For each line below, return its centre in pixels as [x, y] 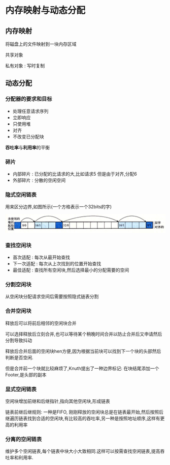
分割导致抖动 [19, 340]
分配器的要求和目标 [29, 99]
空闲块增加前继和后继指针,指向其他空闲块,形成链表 [58, 401]
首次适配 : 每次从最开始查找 [41, 257]
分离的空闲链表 [24, 439]
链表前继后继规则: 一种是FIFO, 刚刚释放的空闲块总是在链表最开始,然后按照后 [84, 412]
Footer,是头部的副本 [26, 374]
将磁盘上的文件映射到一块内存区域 [41, 44]
